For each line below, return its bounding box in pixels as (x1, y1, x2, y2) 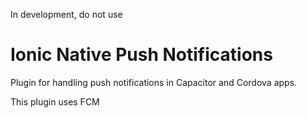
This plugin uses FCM (10, 95, 100, 108)
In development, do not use (10, 9, 123, 20)
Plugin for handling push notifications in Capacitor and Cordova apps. (10, 76, 298, 88)
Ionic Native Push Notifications (10, 44, 273, 66)
